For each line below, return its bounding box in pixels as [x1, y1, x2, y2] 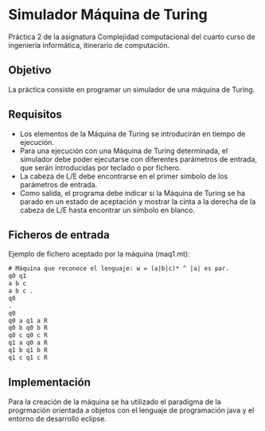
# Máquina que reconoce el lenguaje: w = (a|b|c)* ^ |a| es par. [8, 264, 229, 272]
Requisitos [8, 108, 62, 121]
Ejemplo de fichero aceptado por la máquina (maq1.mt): [8, 249, 190, 259]
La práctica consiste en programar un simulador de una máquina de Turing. [8, 84, 255, 94]
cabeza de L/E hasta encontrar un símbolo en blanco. [19, 205, 195, 214]
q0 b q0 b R [8, 324, 48, 332]
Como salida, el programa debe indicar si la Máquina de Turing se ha [19, 188, 245, 198]
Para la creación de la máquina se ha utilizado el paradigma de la [8, 397, 221, 406]
